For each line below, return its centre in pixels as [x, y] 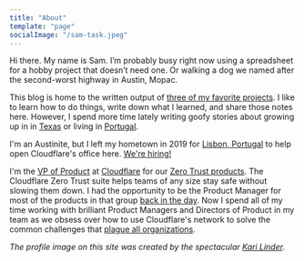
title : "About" [38, 18]
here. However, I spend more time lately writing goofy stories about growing [152, 117]
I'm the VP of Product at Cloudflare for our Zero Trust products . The [137, 171]
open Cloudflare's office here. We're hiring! [91, 154]
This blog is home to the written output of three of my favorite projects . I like [152, 97]
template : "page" [42, 26]
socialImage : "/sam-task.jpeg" [69, 35]
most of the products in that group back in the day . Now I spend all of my [147, 200]
